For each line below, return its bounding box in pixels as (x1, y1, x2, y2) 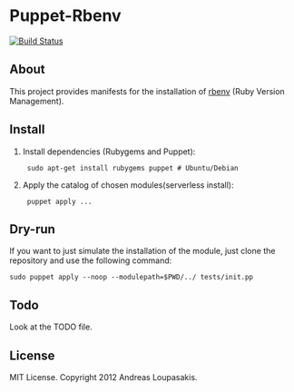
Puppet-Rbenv (9, 5, 122, 26)
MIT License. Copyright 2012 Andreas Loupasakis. (9, 372, 198, 382)
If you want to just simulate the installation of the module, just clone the (9, 246, 276, 257)
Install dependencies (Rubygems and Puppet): (22, 146, 196, 157)
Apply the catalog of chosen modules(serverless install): (22, 179, 234, 191)
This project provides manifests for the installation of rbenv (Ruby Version (9, 85, 286, 96)
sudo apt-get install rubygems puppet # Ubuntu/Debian (26, 163, 239, 172)
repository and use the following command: (9, 255, 172, 266)
